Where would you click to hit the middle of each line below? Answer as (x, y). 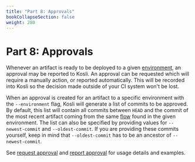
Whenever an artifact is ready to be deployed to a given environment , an (94, 67)
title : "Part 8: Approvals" (41, 11)
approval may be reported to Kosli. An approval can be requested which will (98, 74)
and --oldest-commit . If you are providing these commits (110, 129)
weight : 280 (21, 22)
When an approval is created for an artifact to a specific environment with (95, 98)
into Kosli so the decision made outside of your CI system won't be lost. (93, 86)
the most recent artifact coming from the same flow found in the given (91, 117)
